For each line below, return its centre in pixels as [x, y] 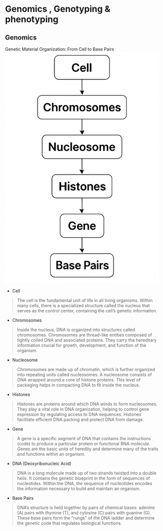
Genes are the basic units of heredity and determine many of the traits [88, 449]
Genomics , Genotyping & [58, 9]
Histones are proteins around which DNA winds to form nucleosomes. [87, 404]
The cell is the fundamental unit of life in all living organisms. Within [85, 300]
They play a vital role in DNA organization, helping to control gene [83, 409]
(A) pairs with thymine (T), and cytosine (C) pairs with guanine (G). [84, 512]
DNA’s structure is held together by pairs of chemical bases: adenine [86, 508]
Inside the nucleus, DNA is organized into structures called [76, 330]
